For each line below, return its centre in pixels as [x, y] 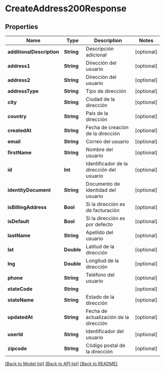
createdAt [20, 130]
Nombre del [99, 149]
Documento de [103, 184]
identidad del [101, 190]
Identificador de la [107, 164]
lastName [19, 235]
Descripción [100, 49]
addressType [23, 91]
